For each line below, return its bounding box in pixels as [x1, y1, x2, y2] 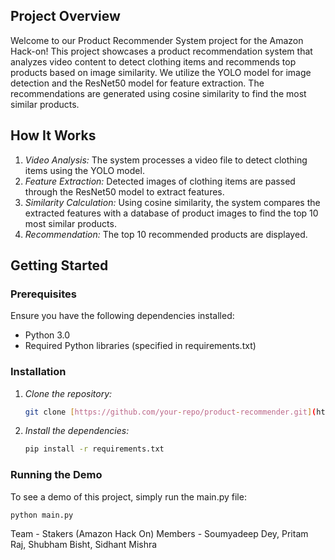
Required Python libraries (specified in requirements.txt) [24, 340, 257, 352]
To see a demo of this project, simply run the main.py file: [10, 490, 247, 503]
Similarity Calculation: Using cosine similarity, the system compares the [24, 196, 321, 208]
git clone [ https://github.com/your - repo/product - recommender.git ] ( [24, 407, 317, 417]
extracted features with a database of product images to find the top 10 [24, 207, 319, 219]
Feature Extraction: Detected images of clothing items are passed [24, 175, 296, 187]
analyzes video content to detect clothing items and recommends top [10, 55, 297, 68]
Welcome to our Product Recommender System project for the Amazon [10, 34, 304, 46]
